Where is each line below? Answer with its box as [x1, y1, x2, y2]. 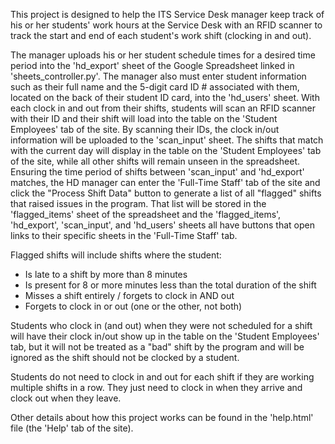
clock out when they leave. [10, 392, 122, 404]
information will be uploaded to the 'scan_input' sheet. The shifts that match [10, 134, 324, 146]
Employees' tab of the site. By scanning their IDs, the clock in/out [10, 124, 280, 135]
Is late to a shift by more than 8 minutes [24, 269, 188, 280]
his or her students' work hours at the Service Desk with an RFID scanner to [10, 19, 323, 31]
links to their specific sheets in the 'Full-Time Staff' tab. [10, 230, 238, 241]
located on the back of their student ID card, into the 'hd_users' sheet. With [10, 92, 320, 103]
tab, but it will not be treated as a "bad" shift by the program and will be [10, 341, 305, 353]
